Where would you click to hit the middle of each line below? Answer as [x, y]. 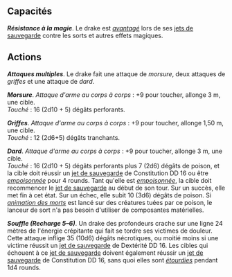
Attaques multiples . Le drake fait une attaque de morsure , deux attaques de [116, 74]
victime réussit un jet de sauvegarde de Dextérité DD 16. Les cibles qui [108, 245]
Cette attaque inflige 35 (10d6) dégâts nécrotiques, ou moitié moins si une [113, 238]
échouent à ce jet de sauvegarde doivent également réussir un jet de [105, 253]
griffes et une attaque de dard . [51, 81]
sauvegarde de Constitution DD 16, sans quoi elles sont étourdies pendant [113, 260]
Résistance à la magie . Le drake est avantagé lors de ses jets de [100, 28]
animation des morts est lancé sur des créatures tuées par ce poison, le [110, 202]
